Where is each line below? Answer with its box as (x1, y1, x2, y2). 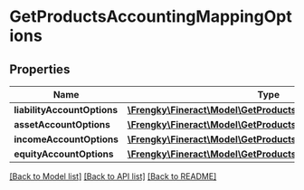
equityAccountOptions (14, 147, 115, 160)
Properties (9, 62, 71, 77)
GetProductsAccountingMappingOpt (9, 6, 292, 27)
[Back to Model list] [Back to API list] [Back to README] (9, 171, 217, 182)
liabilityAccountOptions (14, 104, 119, 116)
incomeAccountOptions (14, 133, 119, 146)
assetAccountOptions (14, 119, 110, 130)
